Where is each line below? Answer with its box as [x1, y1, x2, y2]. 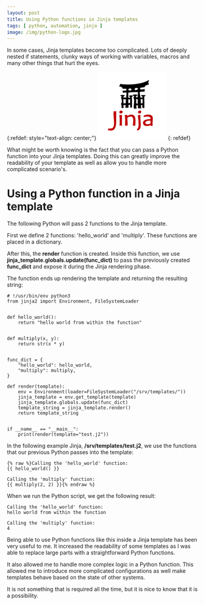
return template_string [18, 410, 79, 416]
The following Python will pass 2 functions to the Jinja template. [7, 220, 167, 228]
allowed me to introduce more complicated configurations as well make [7, 567, 186, 575]
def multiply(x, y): [7, 335, 60, 342]
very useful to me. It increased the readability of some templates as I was [7, 542, 191, 550]
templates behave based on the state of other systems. [7, 574, 146, 581]
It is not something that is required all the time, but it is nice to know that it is [7, 586, 198, 593]
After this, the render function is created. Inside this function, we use [7, 250, 180, 257]
